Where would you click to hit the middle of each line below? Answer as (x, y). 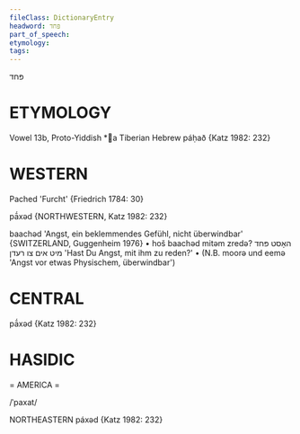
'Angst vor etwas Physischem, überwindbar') (93, 262)
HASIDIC (42, 360)
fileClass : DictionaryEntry (62, 18)
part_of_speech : (40, 34)
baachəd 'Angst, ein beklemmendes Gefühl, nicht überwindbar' (126, 234)
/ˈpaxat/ (23, 402)
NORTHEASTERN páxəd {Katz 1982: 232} (86, 420)
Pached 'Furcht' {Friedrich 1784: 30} (76, 199)
